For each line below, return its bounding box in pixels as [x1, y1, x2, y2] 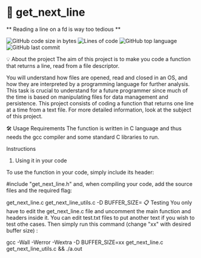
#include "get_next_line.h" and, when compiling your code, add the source [6, 180, 193, 187]
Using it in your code [15, 157, 67, 164]
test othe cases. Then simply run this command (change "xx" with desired [6, 220, 191, 228]
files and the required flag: [6, 187, 73, 194]
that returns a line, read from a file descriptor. [6, 62, 120, 69]
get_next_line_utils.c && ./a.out [6, 245, 83, 252]
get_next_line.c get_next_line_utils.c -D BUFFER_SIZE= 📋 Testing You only [6, 199, 193, 206]
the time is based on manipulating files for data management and [6, 93, 168, 101]
